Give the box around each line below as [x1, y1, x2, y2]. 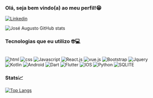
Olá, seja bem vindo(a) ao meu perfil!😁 [5, 4, 102, 11]
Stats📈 [5, 74, 23, 81]
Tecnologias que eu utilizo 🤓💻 [5, 38, 81, 45]
